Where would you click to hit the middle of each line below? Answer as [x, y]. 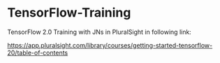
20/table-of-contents [38, 53]
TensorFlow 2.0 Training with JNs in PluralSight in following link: [100, 32]
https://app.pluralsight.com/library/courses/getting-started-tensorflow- [110, 45]
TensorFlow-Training [69, 13]
